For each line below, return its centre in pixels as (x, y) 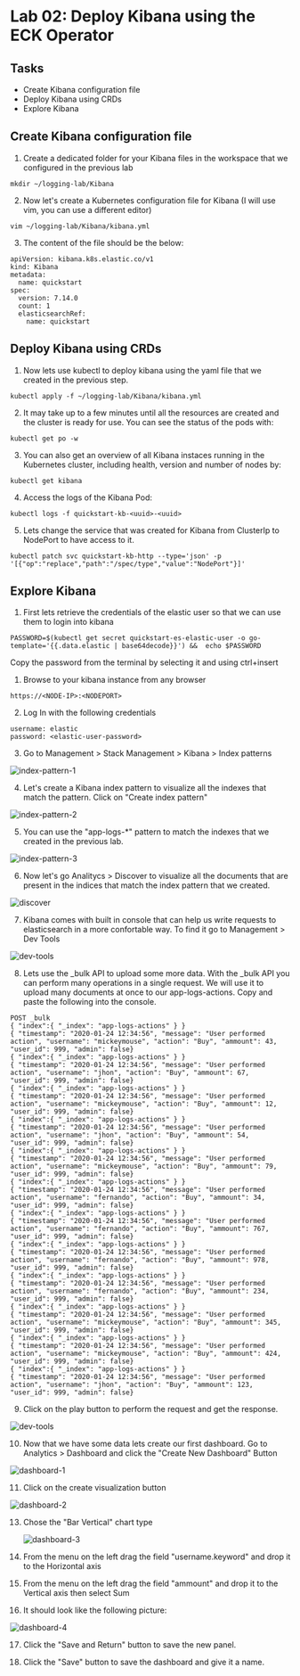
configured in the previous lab (78, 168)
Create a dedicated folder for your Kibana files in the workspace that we (155, 158)
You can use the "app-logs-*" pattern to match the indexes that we (146, 832)
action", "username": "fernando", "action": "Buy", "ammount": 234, (140, 1291)
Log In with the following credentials (89, 713)
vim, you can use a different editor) (87, 209)
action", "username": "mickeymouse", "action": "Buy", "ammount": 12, (144, 1104)
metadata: (28, 275)
